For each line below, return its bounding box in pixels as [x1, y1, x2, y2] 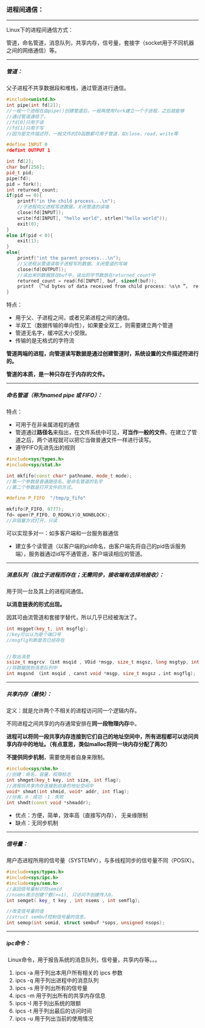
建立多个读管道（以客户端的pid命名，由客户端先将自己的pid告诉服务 [15, 542, 186, 550]
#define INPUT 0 [6, 142, 48, 148]
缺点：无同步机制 [15, 819, 59, 827]
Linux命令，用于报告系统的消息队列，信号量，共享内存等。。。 [7, 956, 160, 963]
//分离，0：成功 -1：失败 [6, 794, 64, 801]
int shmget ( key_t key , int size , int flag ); [6, 777, 121, 783]
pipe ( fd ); [6, 176, 32, 182]
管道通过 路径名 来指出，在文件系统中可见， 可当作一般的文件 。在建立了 [15, 429, 192, 436]
